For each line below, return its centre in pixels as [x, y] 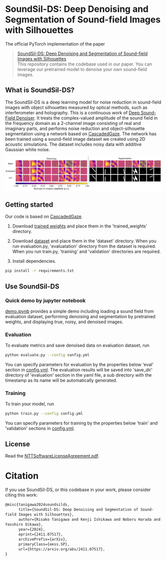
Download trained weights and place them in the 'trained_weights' [80, 226]
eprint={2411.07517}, [41, 534]
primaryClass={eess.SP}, [44, 544]
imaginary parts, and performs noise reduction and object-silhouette [75, 128]
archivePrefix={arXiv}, [43, 539]
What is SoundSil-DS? [40, 90]
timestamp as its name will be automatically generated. [61, 381]
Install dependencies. [34, 261]
